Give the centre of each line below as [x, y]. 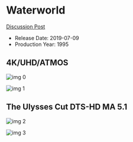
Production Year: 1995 [42, 44]
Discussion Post [26, 27]
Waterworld [36, 10]
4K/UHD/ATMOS [37, 63]
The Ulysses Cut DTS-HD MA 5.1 [67, 107]
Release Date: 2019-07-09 [47, 38]
